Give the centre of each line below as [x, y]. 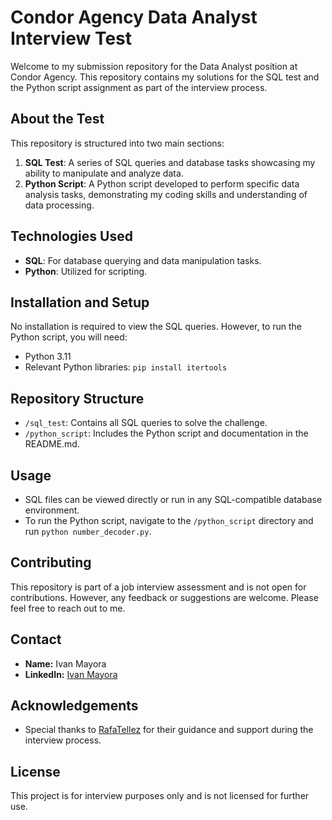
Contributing [51, 562]
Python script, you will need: [69, 337]
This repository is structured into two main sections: [117, 143]
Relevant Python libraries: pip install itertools [126, 367]
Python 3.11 [48, 357]
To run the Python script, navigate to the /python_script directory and [169, 520]
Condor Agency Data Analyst [134, 17]
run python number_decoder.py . [88, 531]
